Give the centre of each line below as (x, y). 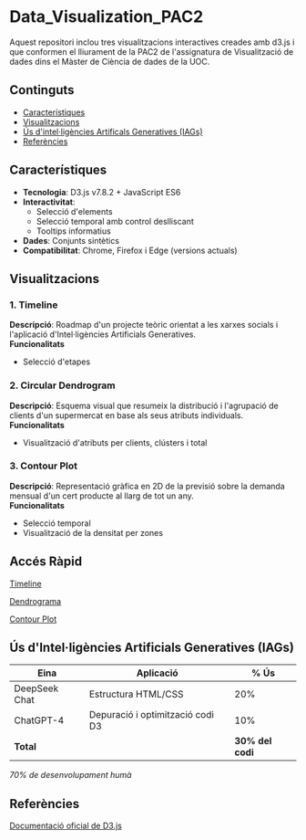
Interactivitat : (49, 202)
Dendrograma (36, 601)
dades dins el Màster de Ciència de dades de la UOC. (110, 61)
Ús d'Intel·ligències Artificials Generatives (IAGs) (152, 648)
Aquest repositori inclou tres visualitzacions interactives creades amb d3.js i (152, 42)
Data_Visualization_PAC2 (107, 17)
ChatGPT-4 (39, 720)
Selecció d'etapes (56, 362)
